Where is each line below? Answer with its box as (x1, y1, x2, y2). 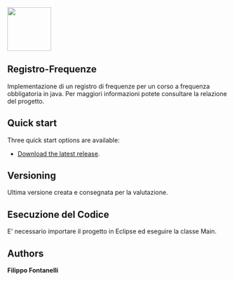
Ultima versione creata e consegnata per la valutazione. (7, 189, 168, 197)
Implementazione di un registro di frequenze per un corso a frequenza (7, 82, 210, 90)
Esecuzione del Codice (7, 208, 110, 220)
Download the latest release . (17, 149, 100, 158)
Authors (7, 247, 44, 259)
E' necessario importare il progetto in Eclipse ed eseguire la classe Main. (7, 227, 217, 235)
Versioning (7, 170, 56, 181)
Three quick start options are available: (7, 136, 121, 144)
